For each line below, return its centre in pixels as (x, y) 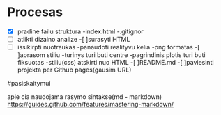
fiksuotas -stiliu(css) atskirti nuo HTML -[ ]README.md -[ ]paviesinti (115, 63)
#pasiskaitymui (29, 84)
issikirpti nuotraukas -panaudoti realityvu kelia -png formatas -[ (108, 47)
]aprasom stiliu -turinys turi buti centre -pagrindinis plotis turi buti (111, 55)
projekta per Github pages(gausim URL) (74, 70)
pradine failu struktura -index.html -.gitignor (81, 31)
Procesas (35, 12)
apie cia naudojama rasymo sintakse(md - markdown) (85, 97)
